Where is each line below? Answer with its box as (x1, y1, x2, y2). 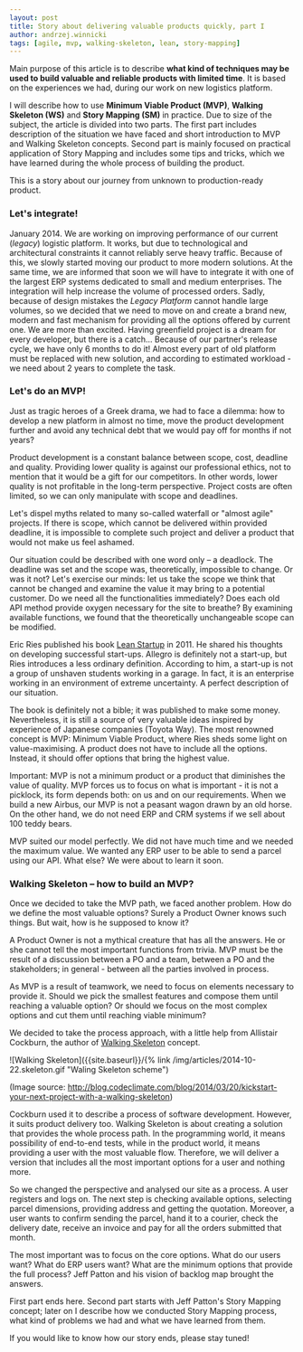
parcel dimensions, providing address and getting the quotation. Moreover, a (9, 1204, 295, 1215)
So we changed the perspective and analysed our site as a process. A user (9, 1184, 289, 1195)
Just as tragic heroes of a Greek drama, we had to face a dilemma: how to (9, 405, 285, 416)
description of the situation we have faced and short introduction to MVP (9, 128, 280, 140)
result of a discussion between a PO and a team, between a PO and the (9, 954, 275, 965)
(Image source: (9, 1082, 66, 1092)
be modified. (9, 621, 57, 632)
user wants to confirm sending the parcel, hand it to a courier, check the (9, 1213, 279, 1224)
